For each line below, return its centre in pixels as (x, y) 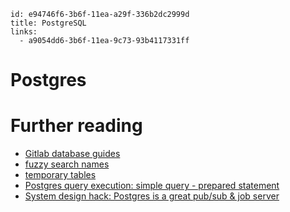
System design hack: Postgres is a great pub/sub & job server (152, 196)
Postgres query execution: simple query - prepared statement (152, 186)
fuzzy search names (67, 164)
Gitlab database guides (72, 154)
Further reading (76, 126)
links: (24, 32)
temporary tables (60, 175)
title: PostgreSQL (48, 23)
